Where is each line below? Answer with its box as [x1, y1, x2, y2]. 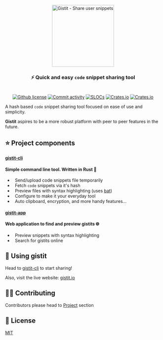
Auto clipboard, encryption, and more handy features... [14, 198, 127, 204]
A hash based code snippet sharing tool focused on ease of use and [5, 104, 143, 110]
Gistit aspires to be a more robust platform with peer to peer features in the [5, 119, 159, 125]
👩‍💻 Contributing [5, 289, 56, 297]
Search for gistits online [14, 238, 63, 243]
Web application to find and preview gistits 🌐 [5, 221, 100, 227]
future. [5, 124, 19, 130]
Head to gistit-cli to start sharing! [5, 265, 73, 271]
